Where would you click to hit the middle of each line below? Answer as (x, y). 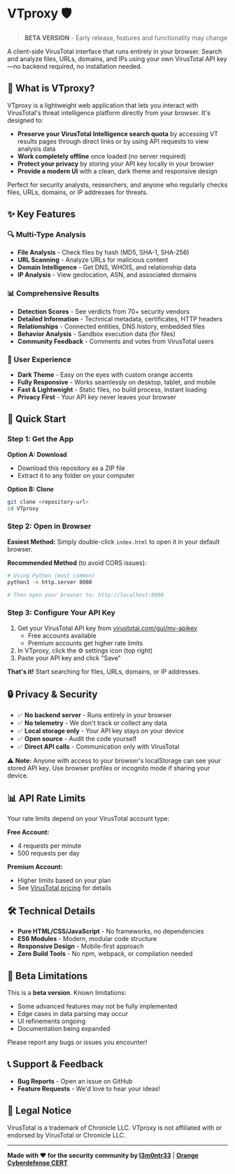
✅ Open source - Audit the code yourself (77, 738)
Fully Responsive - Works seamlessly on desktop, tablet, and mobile (116, 382)
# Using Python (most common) (51, 575)
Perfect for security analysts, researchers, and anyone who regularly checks (117, 185)
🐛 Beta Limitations (48, 976)
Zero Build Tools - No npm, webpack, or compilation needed (105, 954)
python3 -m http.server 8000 (50, 582)
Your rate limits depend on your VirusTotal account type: (88, 819)
